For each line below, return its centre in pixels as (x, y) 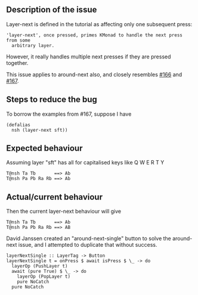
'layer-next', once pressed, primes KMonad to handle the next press (95, 35)
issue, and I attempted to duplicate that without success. (88, 245)
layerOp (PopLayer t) (44, 277)
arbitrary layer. (33, 45)
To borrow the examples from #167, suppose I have (69, 114)
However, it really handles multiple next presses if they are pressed (89, 57)
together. (17, 63)
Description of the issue (52, 10)
